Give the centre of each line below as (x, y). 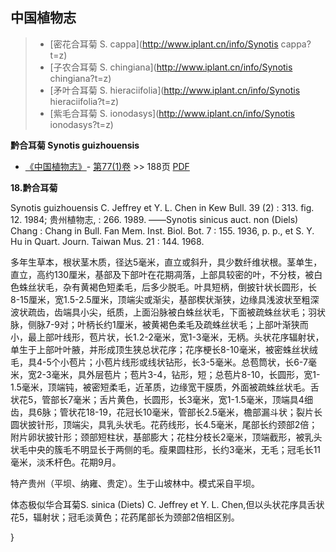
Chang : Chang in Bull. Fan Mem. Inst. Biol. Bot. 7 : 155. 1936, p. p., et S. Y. (162, 230)
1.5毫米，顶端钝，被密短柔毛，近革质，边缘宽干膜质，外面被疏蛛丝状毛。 (160, 387)
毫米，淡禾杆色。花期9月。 (66, 462)
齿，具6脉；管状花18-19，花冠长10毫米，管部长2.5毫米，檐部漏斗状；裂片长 (166, 412)
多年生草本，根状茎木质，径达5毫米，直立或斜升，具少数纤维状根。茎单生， (166, 262)
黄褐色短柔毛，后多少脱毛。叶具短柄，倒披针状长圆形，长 (198, 287)
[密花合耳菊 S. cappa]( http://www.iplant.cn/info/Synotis (164, 44)
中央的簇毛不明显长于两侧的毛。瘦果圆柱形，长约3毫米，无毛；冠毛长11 (174, 449)
